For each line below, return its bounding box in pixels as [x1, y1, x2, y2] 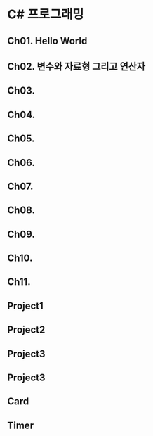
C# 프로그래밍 [7, 6, 84, 23]
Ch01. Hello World [7, 34, 88, 46]
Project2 [7, 324, 46, 336]
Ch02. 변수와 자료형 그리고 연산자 [7, 60, 146, 72]
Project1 [7, 300, 44, 312]
